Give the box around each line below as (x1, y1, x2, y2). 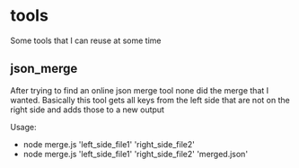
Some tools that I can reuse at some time (10, 35, 162, 46)
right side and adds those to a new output (10, 104, 165, 115)
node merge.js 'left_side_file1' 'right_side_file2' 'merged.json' (22, 148, 249, 159)
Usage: (10, 121, 37, 132)
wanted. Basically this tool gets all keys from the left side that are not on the (10, 94, 290, 105)
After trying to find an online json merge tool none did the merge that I (10, 84, 269, 95)
